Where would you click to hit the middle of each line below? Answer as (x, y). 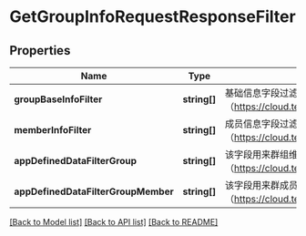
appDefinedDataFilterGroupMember (94, 191)
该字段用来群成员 (261, 185)
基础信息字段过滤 (261, 93)
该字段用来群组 (257, 154)
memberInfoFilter (53, 130)
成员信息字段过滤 (261, 123)
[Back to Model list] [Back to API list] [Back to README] (114, 222)
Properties (40, 51)
